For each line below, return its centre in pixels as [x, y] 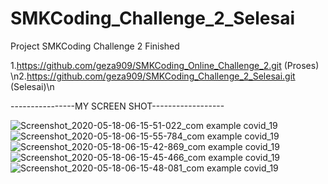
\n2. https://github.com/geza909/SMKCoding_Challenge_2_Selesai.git [153, 76]
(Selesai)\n [32, 86]
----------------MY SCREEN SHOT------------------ [117, 106]
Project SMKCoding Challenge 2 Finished [95, 46]
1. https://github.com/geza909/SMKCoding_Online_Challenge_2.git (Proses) [165, 65]
